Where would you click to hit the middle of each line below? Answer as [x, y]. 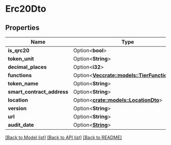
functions [20, 75]
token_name [23, 83]
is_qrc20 [19, 50]
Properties [22, 28]
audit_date [21, 125]
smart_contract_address [38, 92]
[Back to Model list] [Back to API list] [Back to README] [64, 137]
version [17, 108]
